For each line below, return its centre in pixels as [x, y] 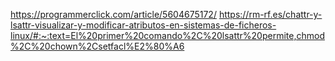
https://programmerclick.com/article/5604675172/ [113, 14]
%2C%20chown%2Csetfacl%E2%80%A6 [97, 46]
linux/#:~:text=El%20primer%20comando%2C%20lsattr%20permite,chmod [167, 35]
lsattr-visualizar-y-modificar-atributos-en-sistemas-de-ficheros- [143, 25]
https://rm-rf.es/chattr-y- [270, 14]
